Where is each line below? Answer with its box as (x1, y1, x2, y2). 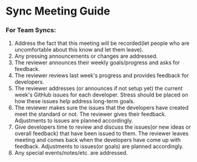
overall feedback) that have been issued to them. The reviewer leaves (14, 130, 189, 137)
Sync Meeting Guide (5, 4, 110, 18)
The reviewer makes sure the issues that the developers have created (14, 104, 189, 112)
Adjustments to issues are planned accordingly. (14, 117, 133, 124)
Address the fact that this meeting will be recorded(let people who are (14, 39, 190, 47)
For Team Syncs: (5, 26, 56, 35)
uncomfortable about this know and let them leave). (14, 46, 144, 53)
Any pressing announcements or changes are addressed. (14, 53, 158, 60)
